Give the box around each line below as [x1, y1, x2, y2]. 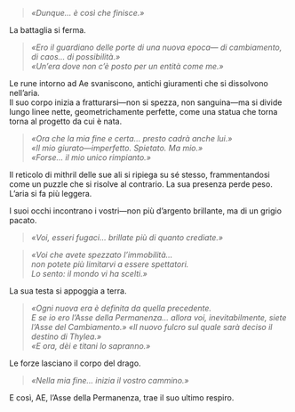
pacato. [9, 215, 37, 225]
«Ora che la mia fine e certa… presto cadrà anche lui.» [30, 133, 233, 143]
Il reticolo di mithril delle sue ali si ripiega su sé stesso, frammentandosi [9, 169, 270, 180]
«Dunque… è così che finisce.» [30, 8, 145, 18]
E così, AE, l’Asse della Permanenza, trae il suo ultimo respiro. [9, 392, 235, 403]
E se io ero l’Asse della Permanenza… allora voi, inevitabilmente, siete [30, 312, 287, 323]
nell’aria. [9, 88, 40, 98]
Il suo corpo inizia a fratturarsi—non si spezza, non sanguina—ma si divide [9, 97, 283, 108]
